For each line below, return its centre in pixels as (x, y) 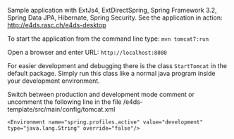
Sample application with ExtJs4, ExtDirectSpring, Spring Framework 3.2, (112, 10)
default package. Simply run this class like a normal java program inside (111, 73)
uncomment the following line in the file (64, 102)
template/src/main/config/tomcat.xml (61, 109)
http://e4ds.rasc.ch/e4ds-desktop (57, 25)
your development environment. (54, 81)
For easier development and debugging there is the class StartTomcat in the (117, 66)
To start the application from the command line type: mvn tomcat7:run (108, 39)
